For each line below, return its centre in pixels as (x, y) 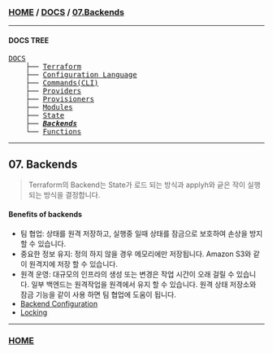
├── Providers (54, 91)
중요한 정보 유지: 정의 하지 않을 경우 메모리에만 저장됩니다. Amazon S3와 (136, 254)
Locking (34, 312)
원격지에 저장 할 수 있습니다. (73, 264)
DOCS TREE (29, 40)
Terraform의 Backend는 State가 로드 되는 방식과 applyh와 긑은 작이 (137, 185)
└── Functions (54, 131)
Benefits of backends (45, 214)
